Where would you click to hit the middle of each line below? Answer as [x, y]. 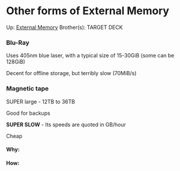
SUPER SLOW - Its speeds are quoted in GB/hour [66, 124]
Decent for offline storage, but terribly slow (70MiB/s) [71, 73]
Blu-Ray [18, 43]
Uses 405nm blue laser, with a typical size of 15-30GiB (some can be [90, 56]
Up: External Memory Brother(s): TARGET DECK [65, 27]
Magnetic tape [28, 89]
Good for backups [28, 113]
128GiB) [16, 62]
